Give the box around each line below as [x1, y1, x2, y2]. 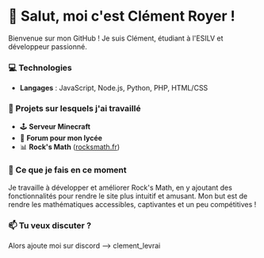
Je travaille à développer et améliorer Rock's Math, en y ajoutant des [8, 183, 232, 192]
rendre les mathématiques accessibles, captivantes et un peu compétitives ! [8, 199, 257, 209]
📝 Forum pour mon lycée [19, 133, 103, 142]
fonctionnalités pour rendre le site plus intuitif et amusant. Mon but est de [8, 191, 248, 201]
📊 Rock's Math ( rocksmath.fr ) [19, 142, 121, 152]
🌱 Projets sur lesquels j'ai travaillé [8, 103, 141, 114]
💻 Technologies [8, 62, 73, 73]
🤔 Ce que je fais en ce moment [8, 164, 127, 175]
